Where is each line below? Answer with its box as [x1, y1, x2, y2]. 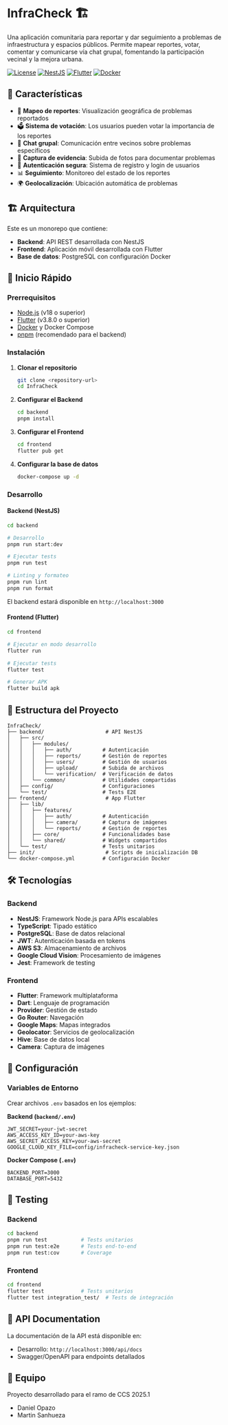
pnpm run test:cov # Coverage [7, 1249, 112, 1256]
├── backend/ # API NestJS [7, 728, 143, 735]
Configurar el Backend [16, 396, 83, 404]
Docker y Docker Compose [16, 323, 94, 332]
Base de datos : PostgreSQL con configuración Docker [16, 252, 172, 261]
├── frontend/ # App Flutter [7, 794, 146, 802]
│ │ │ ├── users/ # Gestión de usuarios [7, 758, 168, 765]
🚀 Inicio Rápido [7, 272, 72, 283]
